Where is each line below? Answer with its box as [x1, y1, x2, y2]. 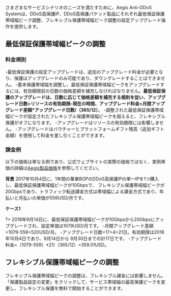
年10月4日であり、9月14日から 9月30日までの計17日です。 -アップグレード [5, 235, 162, 241]
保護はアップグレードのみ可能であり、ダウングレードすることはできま [14, 75, 161, 81]
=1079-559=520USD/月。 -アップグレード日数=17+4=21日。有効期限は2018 [5, 229, 164, 235]
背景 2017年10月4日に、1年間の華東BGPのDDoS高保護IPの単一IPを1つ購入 [5, 176, 159, 182]
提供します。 [14, 23, 41, 29]
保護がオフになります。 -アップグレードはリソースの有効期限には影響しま [5, 119, 159, 125]
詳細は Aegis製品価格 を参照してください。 [14, 165, 102, 171]
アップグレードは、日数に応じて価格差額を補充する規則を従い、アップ [14, 94, 161, 100]
